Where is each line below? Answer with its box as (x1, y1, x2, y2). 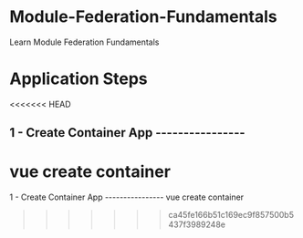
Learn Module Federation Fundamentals (9, 36, 160, 47)
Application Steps (9, 68, 148, 89)
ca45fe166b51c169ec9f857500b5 (168, 210, 295, 221)
